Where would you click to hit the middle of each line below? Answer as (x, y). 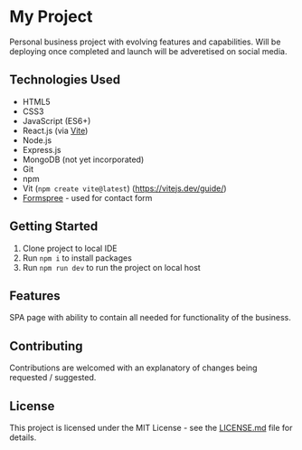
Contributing (46, 346)
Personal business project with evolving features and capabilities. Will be (145, 42)
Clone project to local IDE (70, 248)
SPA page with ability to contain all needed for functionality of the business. (151, 318)
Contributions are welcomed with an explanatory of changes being (133, 368)
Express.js (42, 149)
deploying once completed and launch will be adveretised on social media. (148, 51)
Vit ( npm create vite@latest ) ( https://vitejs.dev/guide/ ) (125, 188)
